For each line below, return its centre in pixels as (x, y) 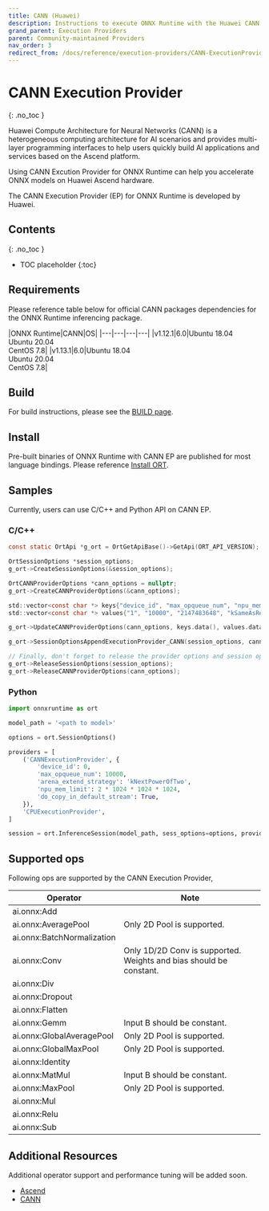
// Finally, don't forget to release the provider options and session (130, 656)
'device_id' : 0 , (64, 767)
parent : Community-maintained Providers (77, 38)
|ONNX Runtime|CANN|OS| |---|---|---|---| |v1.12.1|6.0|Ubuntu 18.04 (121, 333)
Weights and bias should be (176, 960)
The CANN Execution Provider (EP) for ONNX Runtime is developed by (124, 196)
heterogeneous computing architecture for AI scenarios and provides (122, 139)
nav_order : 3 (30, 46)
